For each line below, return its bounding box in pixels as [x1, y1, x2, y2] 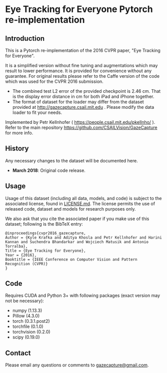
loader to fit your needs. [12, 109, 62, 115]
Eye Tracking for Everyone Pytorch [5, 4, 153, 15]
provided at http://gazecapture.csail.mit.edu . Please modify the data [12, 104, 154, 110]
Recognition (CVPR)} [5, 261, 48, 266]
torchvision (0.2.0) [12, 329, 51, 335]
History [5, 144, 29, 153]
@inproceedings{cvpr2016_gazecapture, [5, 231, 86, 236]
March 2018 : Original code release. [12, 167, 86, 173]
